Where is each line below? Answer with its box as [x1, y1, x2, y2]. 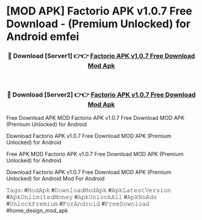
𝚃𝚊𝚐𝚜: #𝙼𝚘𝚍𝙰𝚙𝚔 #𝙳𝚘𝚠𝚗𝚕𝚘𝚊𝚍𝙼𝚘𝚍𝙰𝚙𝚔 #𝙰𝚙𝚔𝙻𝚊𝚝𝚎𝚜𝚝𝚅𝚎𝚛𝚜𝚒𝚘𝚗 [6, 186, 172, 193]
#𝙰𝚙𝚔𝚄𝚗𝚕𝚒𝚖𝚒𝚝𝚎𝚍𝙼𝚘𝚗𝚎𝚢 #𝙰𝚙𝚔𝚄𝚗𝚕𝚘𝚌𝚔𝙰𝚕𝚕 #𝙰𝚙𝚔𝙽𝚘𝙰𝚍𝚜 [6, 193, 157, 200]
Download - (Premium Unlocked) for [6, 17, 191, 31]
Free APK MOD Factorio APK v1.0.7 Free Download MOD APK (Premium [6, 150, 184, 157]
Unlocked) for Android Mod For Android [6, 175, 105, 182]
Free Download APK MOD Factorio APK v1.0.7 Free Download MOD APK [6, 114, 185, 121]
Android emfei [6, 30, 80, 43]
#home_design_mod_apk [6, 207, 68, 214]
